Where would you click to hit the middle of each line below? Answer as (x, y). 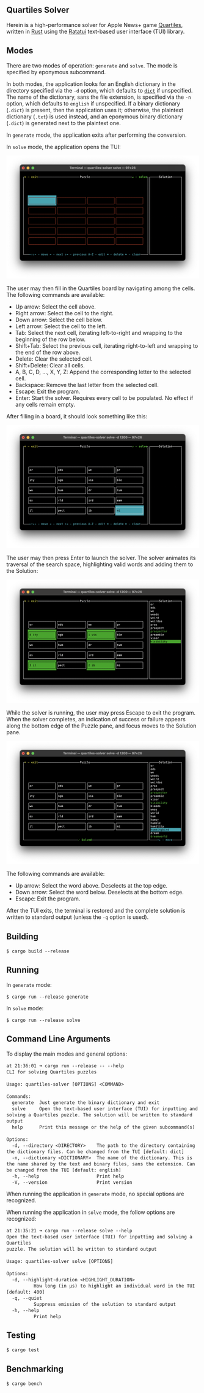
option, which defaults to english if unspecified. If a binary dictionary (93, 103)
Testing (21, 1336)
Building (22, 936)
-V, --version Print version (72, 1182)
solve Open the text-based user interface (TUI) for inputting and (105, 1109)
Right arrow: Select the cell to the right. (64, 313)
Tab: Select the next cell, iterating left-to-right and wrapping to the (99, 333)
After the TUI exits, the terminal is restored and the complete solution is (96, 911)
